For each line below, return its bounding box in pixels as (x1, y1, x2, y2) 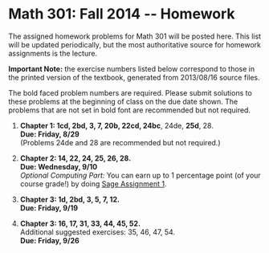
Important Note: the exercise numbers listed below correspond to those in (8, 63, 255, 73)
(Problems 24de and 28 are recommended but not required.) (19, 137, 221, 147)
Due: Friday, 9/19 (19, 202, 79, 213)
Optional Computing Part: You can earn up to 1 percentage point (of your (19, 170, 261, 180)
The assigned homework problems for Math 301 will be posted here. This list (8, 31, 262, 41)
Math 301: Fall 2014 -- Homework (8, 5, 235, 23)
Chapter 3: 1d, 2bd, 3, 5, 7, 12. (19, 194, 120, 204)
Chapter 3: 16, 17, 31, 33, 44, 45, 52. (19, 218, 141, 228)
